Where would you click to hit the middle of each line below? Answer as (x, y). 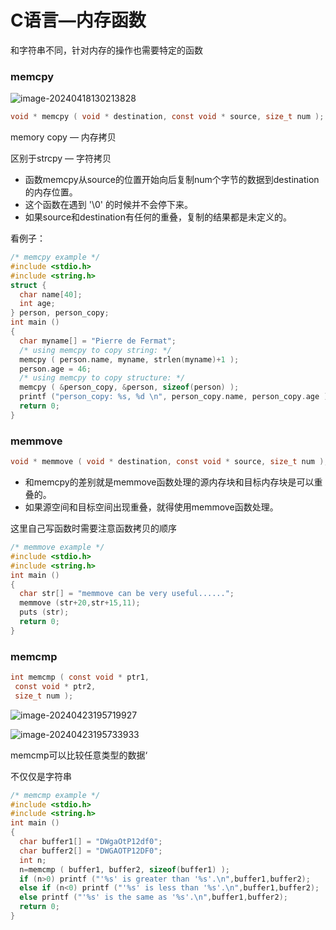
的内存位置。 (51, 192)
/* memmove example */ (57, 547)
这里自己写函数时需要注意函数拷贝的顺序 (93, 528)
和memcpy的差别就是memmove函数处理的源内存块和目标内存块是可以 (169, 482)
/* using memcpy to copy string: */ (95, 350)
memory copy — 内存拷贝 (63, 137)
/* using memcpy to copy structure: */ (102, 378)
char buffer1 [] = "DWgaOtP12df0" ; (91, 842)
